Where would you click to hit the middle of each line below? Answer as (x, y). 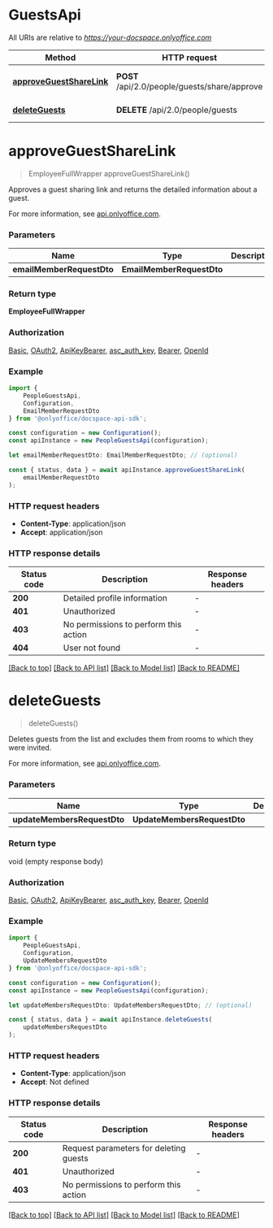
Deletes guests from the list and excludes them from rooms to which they (131, 739)
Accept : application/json (61, 532)
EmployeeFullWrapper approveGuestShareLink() (109, 173)
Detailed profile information (115, 598)
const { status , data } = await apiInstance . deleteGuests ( (110, 1020)
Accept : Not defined (54, 1082)
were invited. (30, 748)
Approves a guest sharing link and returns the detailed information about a (133, 189)
